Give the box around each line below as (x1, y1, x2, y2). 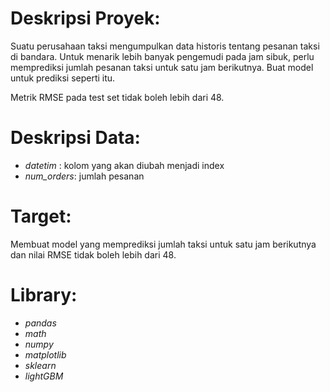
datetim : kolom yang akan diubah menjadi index (24, 159, 225, 171)
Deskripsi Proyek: (10, 7, 161, 30)
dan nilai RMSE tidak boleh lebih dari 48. (10, 248, 177, 261)
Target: (10, 205, 72, 228)
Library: (10, 284, 78, 306)
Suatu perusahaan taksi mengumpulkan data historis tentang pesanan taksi (10, 40, 320, 52)
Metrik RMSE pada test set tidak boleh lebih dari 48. (10, 91, 225, 103)
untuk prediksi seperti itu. (10, 72, 116, 84)
